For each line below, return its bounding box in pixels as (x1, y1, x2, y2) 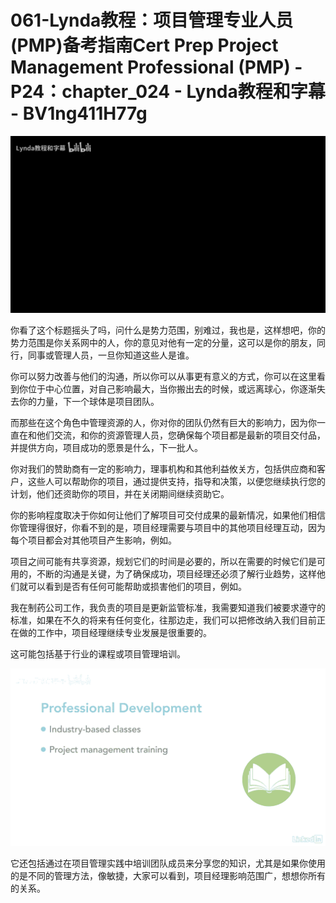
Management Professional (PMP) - (10, 56, 303, 79)
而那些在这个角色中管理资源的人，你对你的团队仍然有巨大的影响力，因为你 (10, 417, 317, 429)
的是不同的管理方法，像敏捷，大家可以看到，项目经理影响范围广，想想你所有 (10, 869, 326, 881)
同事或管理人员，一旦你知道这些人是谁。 (27, 349, 195, 361)
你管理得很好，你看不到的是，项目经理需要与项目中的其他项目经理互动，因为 (10, 522, 326, 534)
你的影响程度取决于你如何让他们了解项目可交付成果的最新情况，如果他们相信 (10, 509, 326, 521)
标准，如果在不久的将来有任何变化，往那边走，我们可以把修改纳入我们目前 (10, 614, 317, 626)
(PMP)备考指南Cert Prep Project (10, 34, 279, 57)
